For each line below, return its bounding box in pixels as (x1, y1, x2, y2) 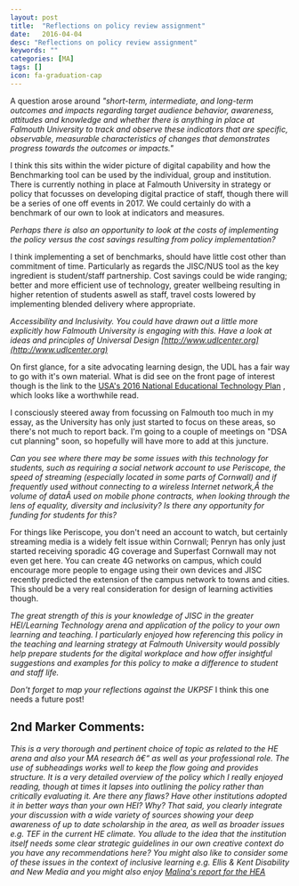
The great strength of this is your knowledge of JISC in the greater (10, 610, 255, 621)
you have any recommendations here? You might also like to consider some (10, 847, 288, 858)
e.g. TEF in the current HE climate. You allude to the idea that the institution (10, 828, 287, 839)
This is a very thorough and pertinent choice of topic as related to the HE (10, 743, 279, 753)
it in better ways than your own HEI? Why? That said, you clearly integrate (10, 800, 283, 810)
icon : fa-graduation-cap (10, 71, 102, 80)
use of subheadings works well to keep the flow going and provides (10, 762, 259, 773)
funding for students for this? (10, 509, 117, 520)
